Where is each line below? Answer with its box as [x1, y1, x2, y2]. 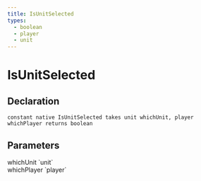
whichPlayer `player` [7, 165, 67, 174]
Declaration [7, 95, 60, 107]
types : [7, 17, 27, 24]
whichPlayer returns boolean [7, 120, 93, 127]
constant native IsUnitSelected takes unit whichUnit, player [7, 114, 194, 121]
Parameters [7, 139, 60, 151]
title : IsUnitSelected [7, 10, 74, 18]
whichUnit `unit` [7, 158, 54, 166]
